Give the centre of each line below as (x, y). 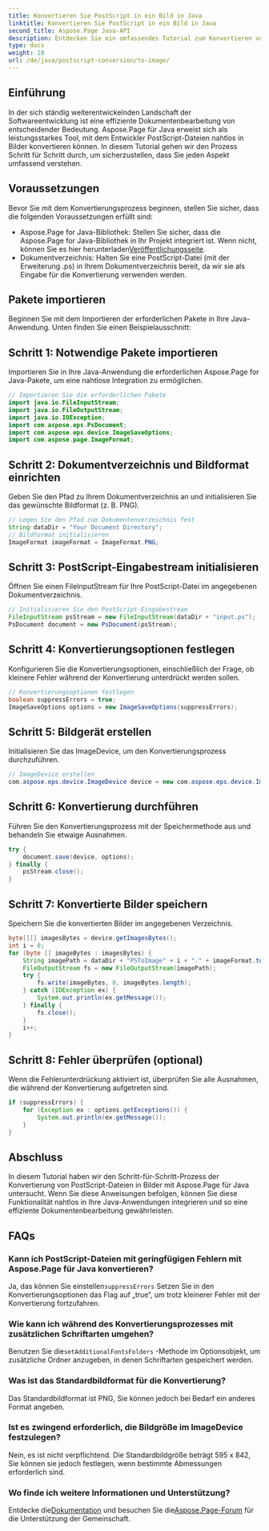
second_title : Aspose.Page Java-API (69, 30)
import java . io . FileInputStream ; (64, 402)
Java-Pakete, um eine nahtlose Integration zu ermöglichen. (106, 381)
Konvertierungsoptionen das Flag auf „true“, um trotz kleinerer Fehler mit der (134, 1295)
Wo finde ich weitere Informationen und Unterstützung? (119, 1493)
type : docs (26, 46)
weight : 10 (26, 53)
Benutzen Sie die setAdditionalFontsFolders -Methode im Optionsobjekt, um (134, 1351)
